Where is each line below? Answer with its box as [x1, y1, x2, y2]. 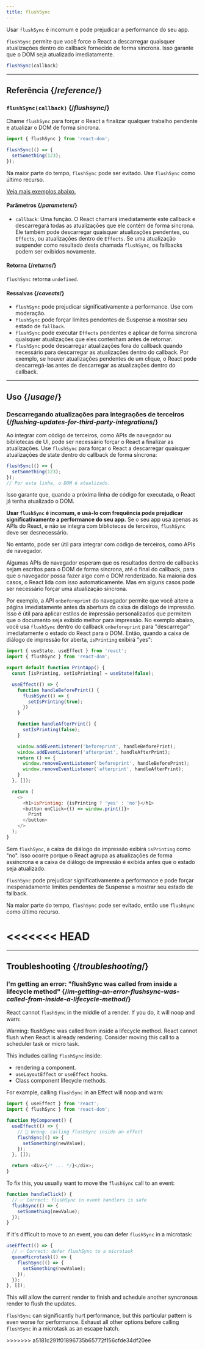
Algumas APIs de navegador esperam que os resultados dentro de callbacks [6, 559, 199, 566]
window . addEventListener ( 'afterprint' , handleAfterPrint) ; [17, 749, 171, 755]
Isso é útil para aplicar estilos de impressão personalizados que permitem [6, 610, 192, 617]
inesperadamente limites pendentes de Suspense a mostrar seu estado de [6, 883, 193, 890]
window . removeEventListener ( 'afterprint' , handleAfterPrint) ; [22, 766, 184, 772]
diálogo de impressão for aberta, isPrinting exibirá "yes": [6, 636, 153, 644]
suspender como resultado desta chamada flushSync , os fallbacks [15, 241, 183, 249]
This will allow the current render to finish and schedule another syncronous [6, 1293, 198, 1301]
